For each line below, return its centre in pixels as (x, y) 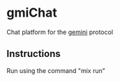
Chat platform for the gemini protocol (60, 32)
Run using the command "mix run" (56, 70)
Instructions (33, 54)
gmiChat (32, 13)
